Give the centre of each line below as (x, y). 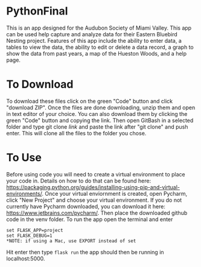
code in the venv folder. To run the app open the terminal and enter (90, 219)
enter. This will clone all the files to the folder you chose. (76, 133)
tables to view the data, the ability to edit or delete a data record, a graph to (100, 47)
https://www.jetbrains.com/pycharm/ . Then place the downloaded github (97, 213)
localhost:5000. (26, 259)
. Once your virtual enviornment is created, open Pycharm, (115, 193)
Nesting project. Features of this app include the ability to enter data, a (94, 40)
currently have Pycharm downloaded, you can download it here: (86, 206)
